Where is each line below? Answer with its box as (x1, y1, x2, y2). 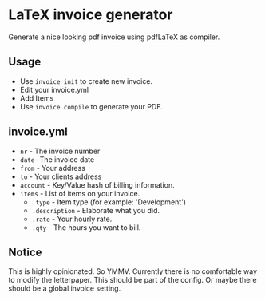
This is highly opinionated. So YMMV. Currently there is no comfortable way (8, 267, 258, 276)
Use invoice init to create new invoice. (19, 76, 153, 85)
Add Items (19, 93, 54, 103)
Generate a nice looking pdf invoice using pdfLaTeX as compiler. (8, 32, 220, 42)
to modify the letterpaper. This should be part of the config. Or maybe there (8, 275, 257, 285)
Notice (8, 245, 42, 259)
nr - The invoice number (19, 146, 101, 156)
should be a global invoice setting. (8, 283, 121, 293)
